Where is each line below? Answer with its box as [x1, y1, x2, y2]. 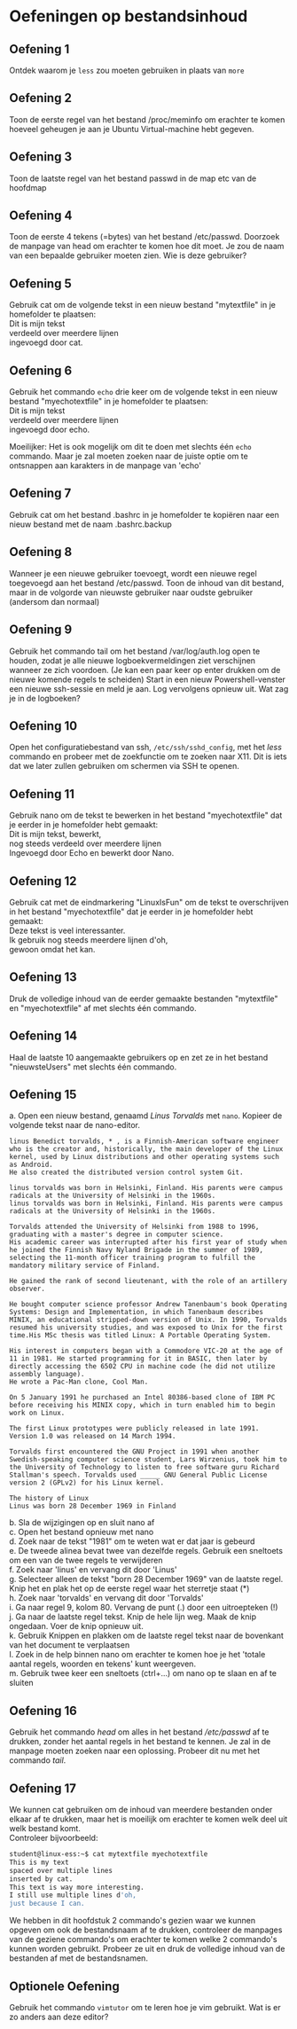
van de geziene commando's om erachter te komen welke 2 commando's [9, 1934, 277, 1945]
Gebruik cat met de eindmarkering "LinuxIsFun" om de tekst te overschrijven [9, 897, 290, 907]
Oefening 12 [9, 873, 77, 889]
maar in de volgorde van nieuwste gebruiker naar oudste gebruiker [9, 587, 254, 598]
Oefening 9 [9, 623, 73, 638]
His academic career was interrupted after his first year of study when [9, 1238, 288, 1247]
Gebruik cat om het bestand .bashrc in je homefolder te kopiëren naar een [9, 509, 279, 520]
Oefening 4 [9, 208, 73, 223]
